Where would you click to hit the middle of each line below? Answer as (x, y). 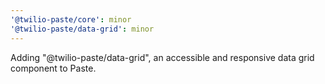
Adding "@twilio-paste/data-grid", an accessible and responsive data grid (162, 57)
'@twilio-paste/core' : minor (71, 19)
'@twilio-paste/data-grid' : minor (82, 29)
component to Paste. (53, 68)
